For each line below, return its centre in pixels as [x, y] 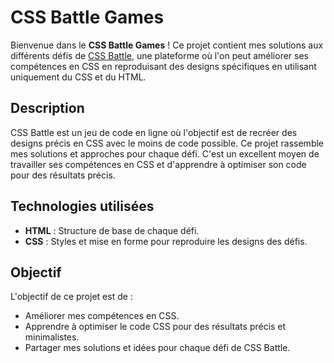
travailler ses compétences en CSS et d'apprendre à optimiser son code [158, 164]
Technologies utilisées [82, 206]
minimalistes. [52, 337]
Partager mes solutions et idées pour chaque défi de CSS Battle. [157, 348]
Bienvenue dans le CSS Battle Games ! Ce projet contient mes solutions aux [167, 45]
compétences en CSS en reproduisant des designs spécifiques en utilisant [163, 66]
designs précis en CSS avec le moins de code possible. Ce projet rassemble [167, 143]
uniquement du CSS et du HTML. [78, 77]
